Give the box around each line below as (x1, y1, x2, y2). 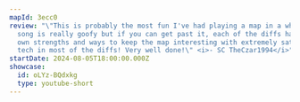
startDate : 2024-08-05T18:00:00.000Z (9, 54, 150, 63)
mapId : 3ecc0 (9, 12, 58, 22)
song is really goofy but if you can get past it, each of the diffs (17, 29, 281, 38)
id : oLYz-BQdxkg (17, 71, 78, 80)
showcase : (9, 63, 46, 72)
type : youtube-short (17, 79, 94, 88)
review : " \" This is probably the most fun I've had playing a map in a (9, 21, 281, 30)
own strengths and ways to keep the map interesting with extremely (17, 37, 278, 47)
